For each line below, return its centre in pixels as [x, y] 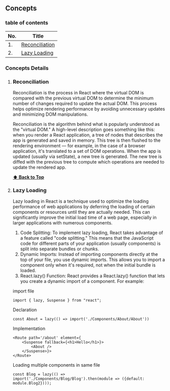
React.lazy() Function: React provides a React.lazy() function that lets [92, 276]
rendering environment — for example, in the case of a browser [79, 145]
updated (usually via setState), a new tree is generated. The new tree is [87, 156]
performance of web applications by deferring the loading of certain [84, 207]
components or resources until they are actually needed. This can [81, 212]
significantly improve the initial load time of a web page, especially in [84, 217]
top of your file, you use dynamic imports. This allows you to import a [93, 260]
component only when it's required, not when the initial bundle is [88, 265]
